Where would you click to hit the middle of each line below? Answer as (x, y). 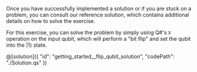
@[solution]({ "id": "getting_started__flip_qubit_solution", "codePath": (90, 56)
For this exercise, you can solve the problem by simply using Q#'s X (88, 32)
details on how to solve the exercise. (51, 21)
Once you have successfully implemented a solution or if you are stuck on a (99, 9)
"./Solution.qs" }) (27, 63)
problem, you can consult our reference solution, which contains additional (98, 15)
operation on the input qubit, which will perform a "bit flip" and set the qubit (99, 39)
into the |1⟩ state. (27, 45)
